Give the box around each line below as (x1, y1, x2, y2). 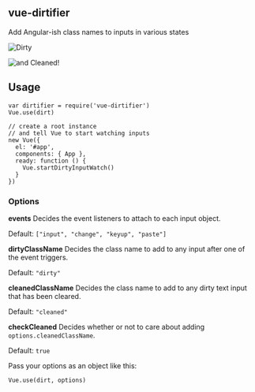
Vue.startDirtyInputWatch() (22, 163, 114, 172)
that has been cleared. (8, 291, 81, 301)
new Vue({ (8, 136, 41, 144)
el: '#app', (15, 143, 55, 151)
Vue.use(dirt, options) (8, 376, 87, 384)
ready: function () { (15, 157, 87, 165)
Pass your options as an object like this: (8, 360, 137, 370)
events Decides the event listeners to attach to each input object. (8, 213, 221, 223)
